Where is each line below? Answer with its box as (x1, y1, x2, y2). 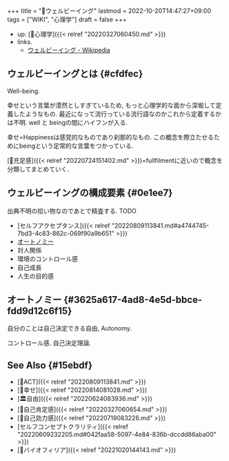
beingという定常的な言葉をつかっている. (19, 141, 134, 150)
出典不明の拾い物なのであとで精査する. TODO (7, 206, 137, 215)
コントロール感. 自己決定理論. (7, 339, 92, 347)
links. (17, 38, 32, 46)
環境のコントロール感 (17, 255, 78, 263)
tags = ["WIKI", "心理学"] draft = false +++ (7, 15, 128, 23)
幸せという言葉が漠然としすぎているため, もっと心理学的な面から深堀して (7, 101, 216, 109)
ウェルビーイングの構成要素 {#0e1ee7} (7, 187, 173, 199)
